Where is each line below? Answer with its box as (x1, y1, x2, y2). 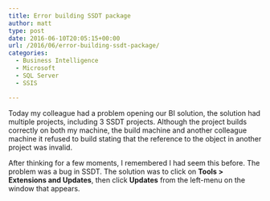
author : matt (8, 19, 52, 27)
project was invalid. (8, 142, 73, 152)
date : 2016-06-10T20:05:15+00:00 (8, 34, 121, 43)
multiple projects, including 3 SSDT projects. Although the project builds (8, 117, 247, 126)
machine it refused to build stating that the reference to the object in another (8, 133, 262, 143)
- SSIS (15, 79, 38, 87)
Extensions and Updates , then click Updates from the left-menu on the (8, 174, 246, 185)
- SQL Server (15, 72, 59, 80)
